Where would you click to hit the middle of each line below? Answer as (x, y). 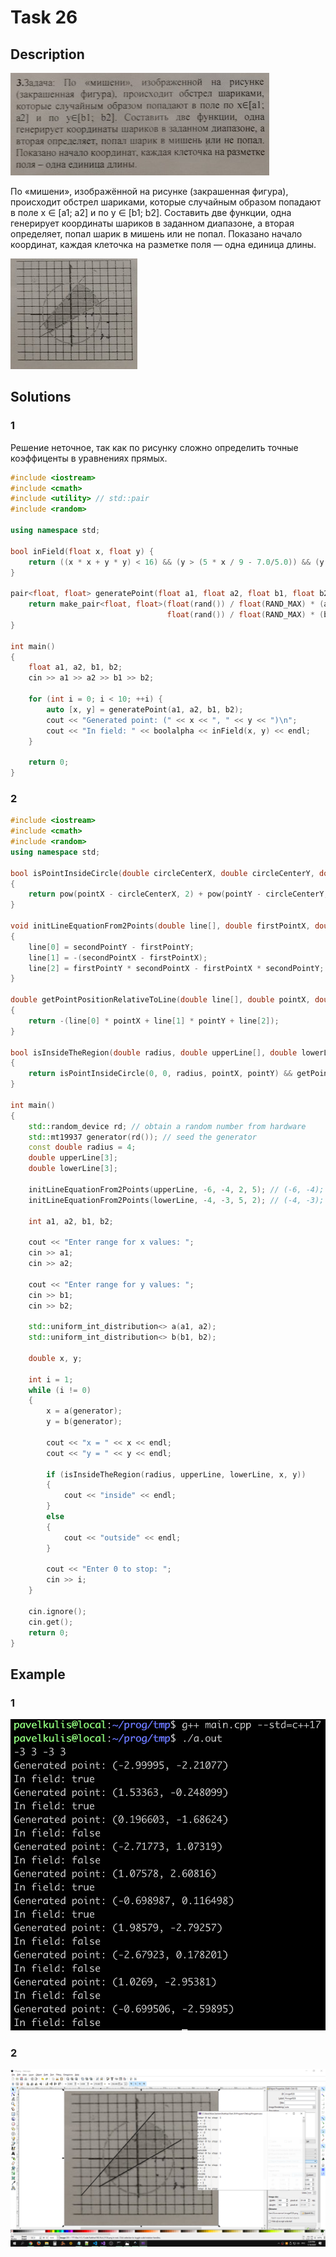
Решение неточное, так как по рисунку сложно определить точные (154, 447)
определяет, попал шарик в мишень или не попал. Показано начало (156, 234)
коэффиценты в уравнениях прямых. (89, 458)
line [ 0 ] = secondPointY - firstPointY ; (111, 947)
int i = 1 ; (51, 1379)
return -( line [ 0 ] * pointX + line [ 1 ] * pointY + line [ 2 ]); (154, 1021)
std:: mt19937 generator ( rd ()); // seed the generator (142, 1137)
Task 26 (44, 17)
